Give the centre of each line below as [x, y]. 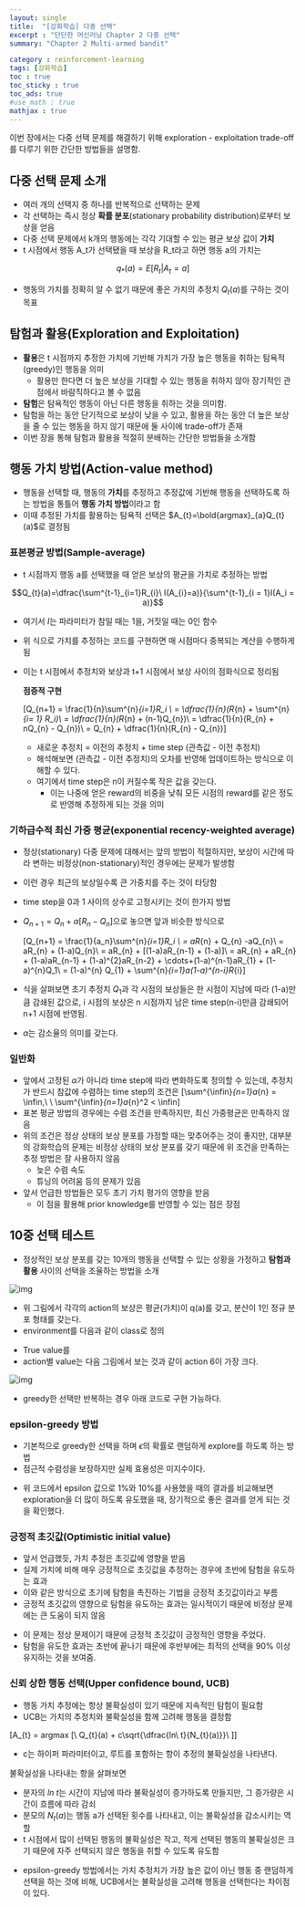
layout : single [38, 18]
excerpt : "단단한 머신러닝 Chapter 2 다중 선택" [95, 35]
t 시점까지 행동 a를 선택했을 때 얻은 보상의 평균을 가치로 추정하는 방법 [145, 574]
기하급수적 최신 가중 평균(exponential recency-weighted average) [152, 829]
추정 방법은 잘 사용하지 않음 [71, 1158]
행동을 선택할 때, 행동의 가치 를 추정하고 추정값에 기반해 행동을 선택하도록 [151, 493]
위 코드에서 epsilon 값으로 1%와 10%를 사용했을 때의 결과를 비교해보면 [148, 1488]
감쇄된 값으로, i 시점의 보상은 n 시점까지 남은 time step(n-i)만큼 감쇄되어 [161, 1002]
